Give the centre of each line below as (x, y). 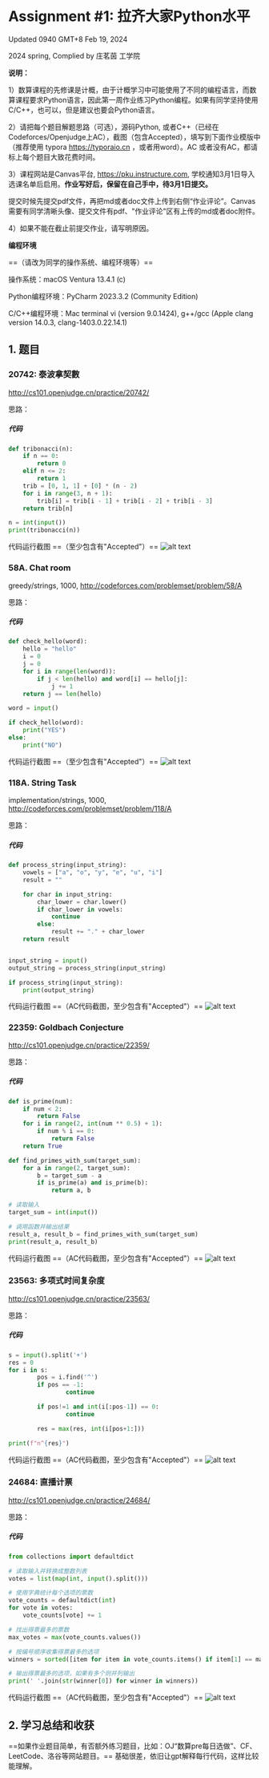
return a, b (71, 1191)
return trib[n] (48, 508)
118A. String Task (42, 783)
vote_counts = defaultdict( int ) (62, 1601)
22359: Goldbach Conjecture (66, 1027)
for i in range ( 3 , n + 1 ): (68, 493)
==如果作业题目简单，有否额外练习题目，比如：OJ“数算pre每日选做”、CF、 (132, 1746)
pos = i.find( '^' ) (68, 1377)
